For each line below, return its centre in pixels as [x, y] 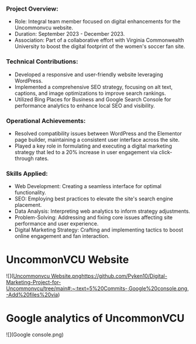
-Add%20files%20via [32, 295]
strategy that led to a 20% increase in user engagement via [86, 152]
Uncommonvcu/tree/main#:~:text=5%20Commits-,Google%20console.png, [97, 288]
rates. [42, 158]
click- [166, 152]
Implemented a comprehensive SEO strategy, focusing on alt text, [94, 87]
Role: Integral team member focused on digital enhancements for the [97, 22]
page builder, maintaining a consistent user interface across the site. [97, 139]
